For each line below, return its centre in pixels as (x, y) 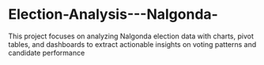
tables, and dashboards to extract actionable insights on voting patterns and (132, 44)
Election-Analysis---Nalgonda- (113, 14)
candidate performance (47, 52)
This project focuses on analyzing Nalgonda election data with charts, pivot (131, 36)
